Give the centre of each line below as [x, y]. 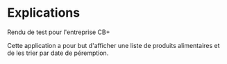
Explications [44, 13]
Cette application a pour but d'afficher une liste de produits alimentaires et [113, 45]
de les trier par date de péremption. [58, 53]
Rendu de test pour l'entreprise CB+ [59, 32]
